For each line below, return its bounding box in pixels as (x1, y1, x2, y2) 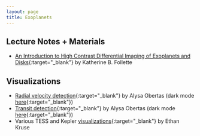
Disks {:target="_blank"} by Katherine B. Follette (14, 59, 133, 66)
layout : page (6, 8, 39, 15)
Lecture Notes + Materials (6, 37, 105, 47)
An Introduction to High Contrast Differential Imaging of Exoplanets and (14, 52, 190, 60)
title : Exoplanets (6, 14, 52, 20)
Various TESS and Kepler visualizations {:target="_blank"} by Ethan (14, 117, 180, 125)
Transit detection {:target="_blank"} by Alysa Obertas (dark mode (14, 105, 175, 112)
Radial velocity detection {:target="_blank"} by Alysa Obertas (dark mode (14, 92, 195, 99)
